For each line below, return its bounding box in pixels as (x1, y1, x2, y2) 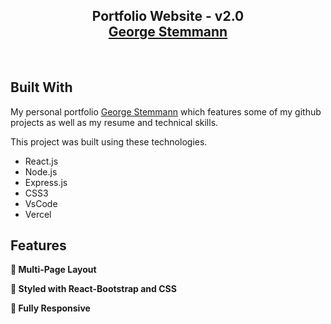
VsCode (24, 197, 58, 209)
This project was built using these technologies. (10, 135, 208, 148)
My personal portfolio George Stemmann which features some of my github (10, 105, 322, 118)
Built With (10, 79, 73, 96)
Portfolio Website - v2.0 (91, 8, 245, 25)
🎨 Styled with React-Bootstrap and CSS (10, 283, 177, 295)
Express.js (24, 176, 68, 188)
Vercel (24, 208, 52, 220)
